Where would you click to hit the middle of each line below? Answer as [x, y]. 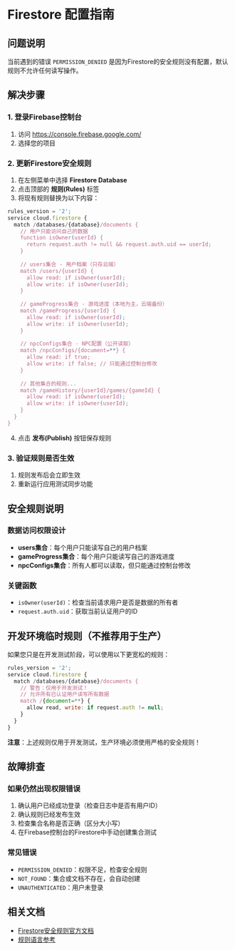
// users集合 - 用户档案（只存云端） [70, 264]
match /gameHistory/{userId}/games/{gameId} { [90, 390]
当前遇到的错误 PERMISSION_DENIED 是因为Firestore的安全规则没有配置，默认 [118, 62]
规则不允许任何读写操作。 [45, 71]
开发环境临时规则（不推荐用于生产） [87, 636]
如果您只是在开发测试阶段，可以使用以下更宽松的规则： [88, 654]
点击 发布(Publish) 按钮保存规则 [64, 438]
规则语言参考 [36, 939]
